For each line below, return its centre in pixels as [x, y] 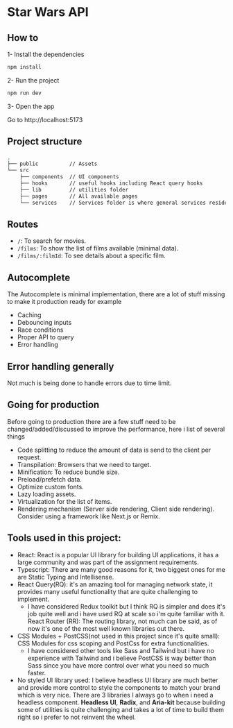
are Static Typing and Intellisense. [66, 577]
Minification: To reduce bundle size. [68, 472]
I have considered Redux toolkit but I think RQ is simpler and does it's [127, 606]
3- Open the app [31, 106]
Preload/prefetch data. [49, 479]
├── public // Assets [52, 164]
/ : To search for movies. [52, 241]
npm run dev [24, 93]
